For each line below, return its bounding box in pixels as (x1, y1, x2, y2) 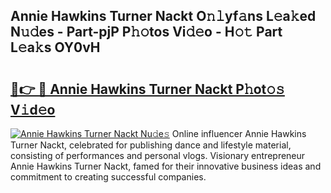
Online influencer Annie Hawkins (171, 128, 307, 139)
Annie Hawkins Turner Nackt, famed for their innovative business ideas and (10, 160, 322, 172)
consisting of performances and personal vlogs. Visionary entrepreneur (10, 150, 306, 161)
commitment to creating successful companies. (10, 171, 207, 183)
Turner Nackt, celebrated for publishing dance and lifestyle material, (10, 139, 292, 151)
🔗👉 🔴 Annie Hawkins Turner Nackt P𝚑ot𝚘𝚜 (10, 80, 285, 98)
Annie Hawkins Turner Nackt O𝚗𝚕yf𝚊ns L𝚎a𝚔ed (10, 8, 317, 25)
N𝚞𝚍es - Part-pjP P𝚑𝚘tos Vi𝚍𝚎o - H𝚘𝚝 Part (10, 24, 283, 41)
